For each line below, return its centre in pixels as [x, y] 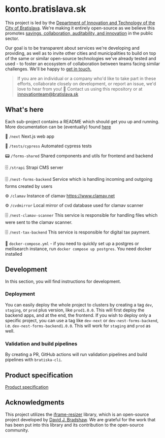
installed [14, 254]
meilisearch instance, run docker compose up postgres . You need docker [78, 249]
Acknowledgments [35, 403]
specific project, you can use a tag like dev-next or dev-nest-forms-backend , [82, 320]
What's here [24, 110]
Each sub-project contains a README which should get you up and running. [82, 121]
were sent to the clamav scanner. [39, 222]
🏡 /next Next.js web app [30, 136]
